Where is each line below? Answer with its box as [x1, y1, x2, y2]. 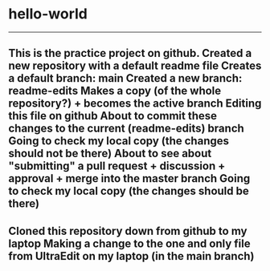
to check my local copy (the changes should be [8, 184, 249, 198]
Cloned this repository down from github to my [8, 224, 247, 237]
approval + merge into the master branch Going [8, 172, 251, 185]
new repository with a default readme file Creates [8, 59, 262, 73]
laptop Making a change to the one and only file [8, 237, 251, 250]
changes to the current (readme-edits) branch [8, 122, 245, 135]
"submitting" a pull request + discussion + [8, 160, 226, 173]
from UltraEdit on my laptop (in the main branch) [8, 249, 255, 263]
